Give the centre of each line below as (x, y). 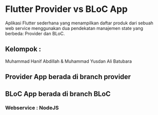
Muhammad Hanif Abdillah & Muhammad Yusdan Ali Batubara (69, 61)
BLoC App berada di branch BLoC (58, 94)
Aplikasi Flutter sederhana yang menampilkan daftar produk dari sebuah (79, 23)
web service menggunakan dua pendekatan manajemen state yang (74, 28)
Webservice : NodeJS (32, 108)
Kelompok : (23, 49)
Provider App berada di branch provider (68, 77)
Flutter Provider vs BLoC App (67, 9)
